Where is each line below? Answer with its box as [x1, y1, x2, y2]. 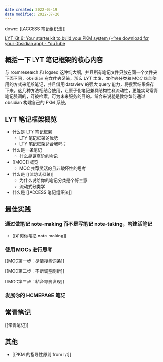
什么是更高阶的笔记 [19, 153, 58, 159]
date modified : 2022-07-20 [5, 12, 60, 16]
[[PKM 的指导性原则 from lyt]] [12, 351, 72, 357]
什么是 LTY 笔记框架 [12, 129, 52, 135]
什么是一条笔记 [12, 147, 42, 153]
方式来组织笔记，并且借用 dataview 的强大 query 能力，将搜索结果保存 [13, 81, 154, 87]
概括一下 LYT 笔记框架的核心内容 [5, 55, 103, 63]
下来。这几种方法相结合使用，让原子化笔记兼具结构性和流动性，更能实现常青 [5, 88, 158, 94]
